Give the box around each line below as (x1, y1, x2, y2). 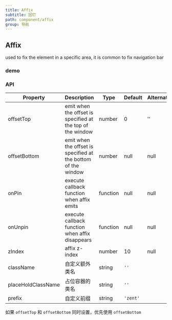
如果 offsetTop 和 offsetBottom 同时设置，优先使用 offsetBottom (5, 309, 141, 315)
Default (123, 94, 142, 101)
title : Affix (5, 7, 33, 13)
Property (23, 94, 45, 101)
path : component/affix (5, 17, 54, 22)
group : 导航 (5, 22, 29, 27)
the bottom (64, 156, 91, 163)
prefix (8, 295, 22, 302)
